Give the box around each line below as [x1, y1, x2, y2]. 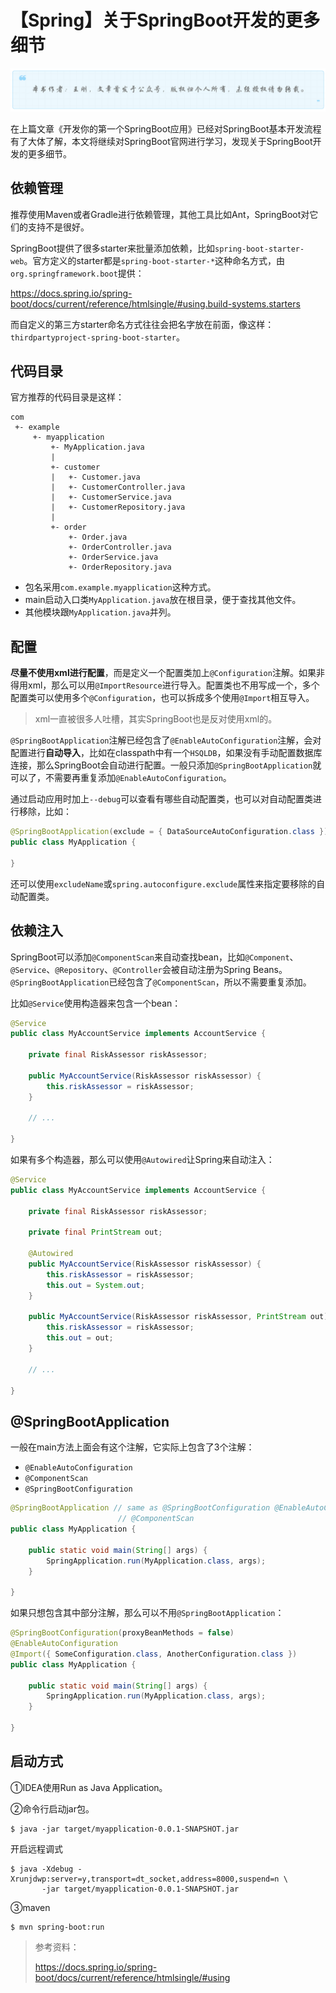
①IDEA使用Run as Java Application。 [10, 1781, 168, 1793]
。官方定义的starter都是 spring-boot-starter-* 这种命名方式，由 [23, 254, 286, 266]
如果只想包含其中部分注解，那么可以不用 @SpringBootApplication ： [10, 1607, 285, 1619]
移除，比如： [18, 806, 72, 818]
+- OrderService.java [68, 552, 159, 563]
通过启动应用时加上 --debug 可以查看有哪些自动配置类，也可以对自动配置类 [10, 793, 314, 805]
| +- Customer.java [50, 472, 141, 483]
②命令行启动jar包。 [10, 1802, 95, 1815]
